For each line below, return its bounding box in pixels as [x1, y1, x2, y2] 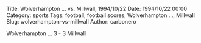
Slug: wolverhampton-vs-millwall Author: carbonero [6, 18, 136, 25]
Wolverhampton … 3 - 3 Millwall [6, 30, 86, 37]
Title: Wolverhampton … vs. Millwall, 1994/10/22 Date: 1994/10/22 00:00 [6, 5, 188, 12]
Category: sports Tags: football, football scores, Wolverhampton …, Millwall [6, 12, 195, 19]
